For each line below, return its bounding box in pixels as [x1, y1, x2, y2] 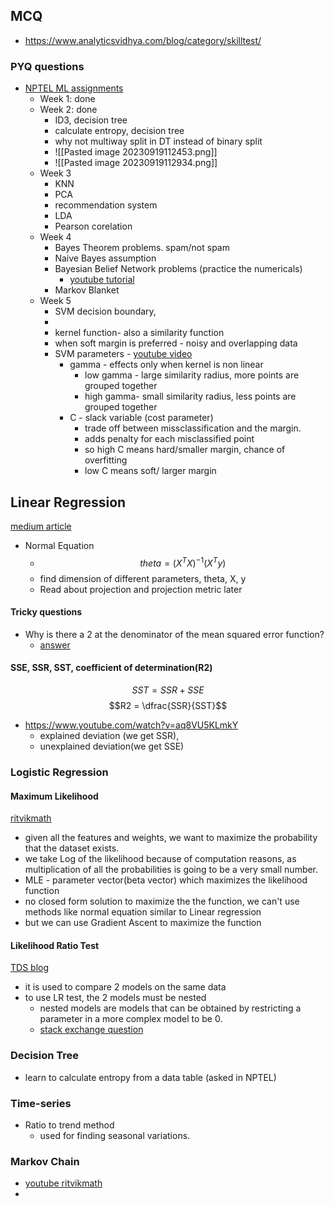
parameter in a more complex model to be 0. [39, 1013, 223, 1025]
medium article [10, 520, 72, 532]
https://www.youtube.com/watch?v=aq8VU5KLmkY [24, 719, 239, 731]
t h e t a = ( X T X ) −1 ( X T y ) [139, 555, 227, 569]
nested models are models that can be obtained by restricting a [39, 1002, 302, 1014]
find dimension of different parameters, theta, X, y [39, 572, 247, 584]
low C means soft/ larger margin [84, 465, 217, 477]
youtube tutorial [69, 274, 135, 286]
